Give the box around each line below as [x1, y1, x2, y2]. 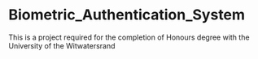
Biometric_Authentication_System [8, 6, 246, 24]
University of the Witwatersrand [8, 40, 116, 50]
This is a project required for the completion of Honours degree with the [8, 32, 250, 42]
